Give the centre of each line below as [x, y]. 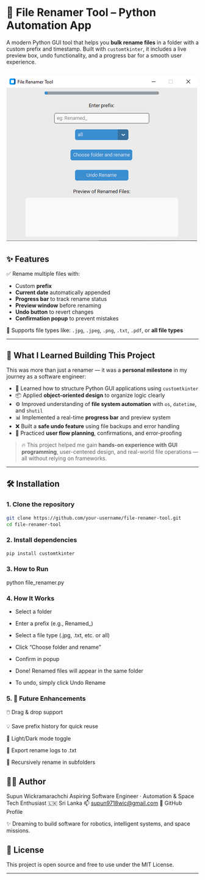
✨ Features [28, 259]
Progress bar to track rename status [61, 299]
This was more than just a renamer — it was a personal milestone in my [97, 370]
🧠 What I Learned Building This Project [81, 355]
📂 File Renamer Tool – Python [81, 13]
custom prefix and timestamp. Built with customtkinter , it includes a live [96, 49]
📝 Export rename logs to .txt [41, 750]
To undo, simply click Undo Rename [60, 683]
